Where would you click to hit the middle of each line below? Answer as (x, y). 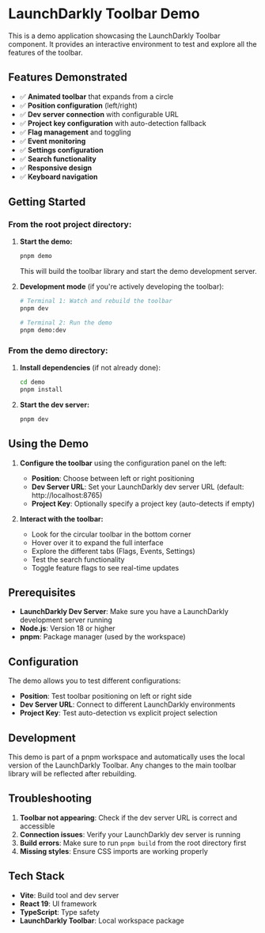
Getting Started (47, 202)
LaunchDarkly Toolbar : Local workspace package (102, 920)
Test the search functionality (78, 559)
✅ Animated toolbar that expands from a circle (97, 97)
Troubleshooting (50, 799)
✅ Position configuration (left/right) (79, 105)
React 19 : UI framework (58, 904)
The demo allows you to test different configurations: (95, 681)
